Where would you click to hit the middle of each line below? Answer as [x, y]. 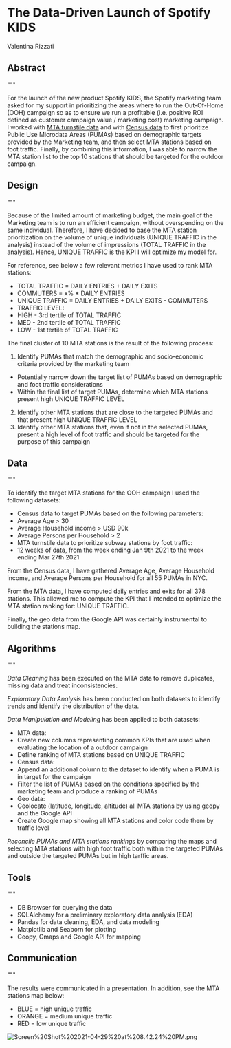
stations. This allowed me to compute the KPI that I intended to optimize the [114, 599]
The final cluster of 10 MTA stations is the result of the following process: [111, 343]
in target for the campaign [54, 777]
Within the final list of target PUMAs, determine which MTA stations [112, 392]
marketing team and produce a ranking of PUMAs [87, 791]
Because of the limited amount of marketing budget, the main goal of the [110, 215]
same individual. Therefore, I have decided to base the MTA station [102, 230]
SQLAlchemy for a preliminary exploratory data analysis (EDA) [105, 915]
